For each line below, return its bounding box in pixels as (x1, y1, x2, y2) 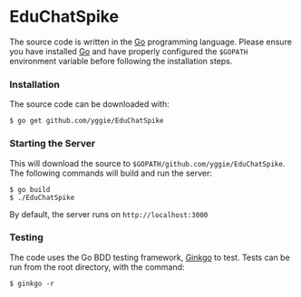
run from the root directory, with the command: (9, 261, 185, 273)
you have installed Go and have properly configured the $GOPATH (9, 45, 248, 56)
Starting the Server (9, 138, 96, 150)
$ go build (9, 185, 51, 194)
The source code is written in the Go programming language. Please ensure (9, 36, 293, 47)
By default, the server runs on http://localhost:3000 (9, 208, 209, 219)
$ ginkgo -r (9, 279, 54, 288)
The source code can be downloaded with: (9, 99, 170, 110)
